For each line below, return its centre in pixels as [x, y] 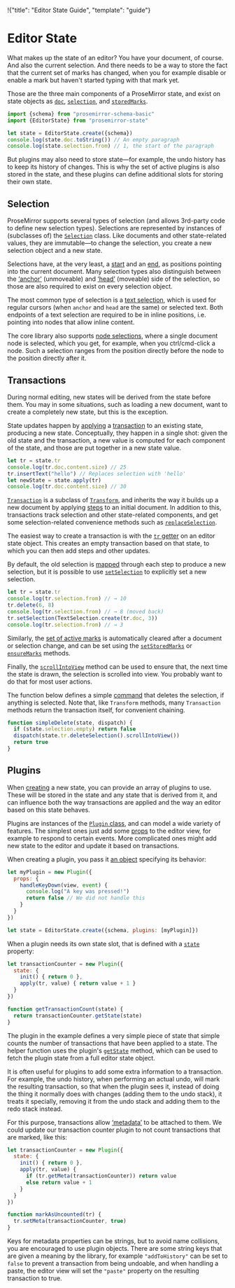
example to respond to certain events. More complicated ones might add [112, 838]
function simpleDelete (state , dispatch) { [70, 723]
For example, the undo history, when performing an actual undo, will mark [114, 1079]
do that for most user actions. [50, 681]
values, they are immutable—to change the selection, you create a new [109, 243]
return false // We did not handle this [85, 898]
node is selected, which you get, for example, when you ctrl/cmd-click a [111, 343]
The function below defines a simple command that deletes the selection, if [116, 695]
